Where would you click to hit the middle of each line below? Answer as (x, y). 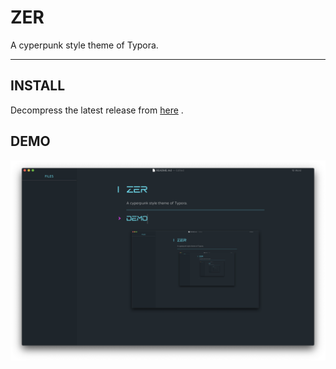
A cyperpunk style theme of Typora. (84, 45)
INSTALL (38, 86)
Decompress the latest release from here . (97, 110)
